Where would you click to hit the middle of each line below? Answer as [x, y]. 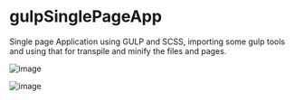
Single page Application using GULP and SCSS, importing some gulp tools [147, 41]
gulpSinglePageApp [86, 17]
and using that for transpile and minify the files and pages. [118, 50]
